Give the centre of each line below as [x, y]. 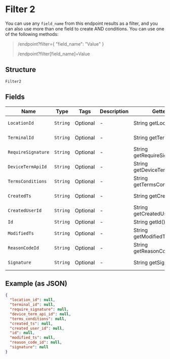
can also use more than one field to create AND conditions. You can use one [85, 28]
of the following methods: [32, 34]
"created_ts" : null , [31, 324]
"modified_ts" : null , [33, 338]
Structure [21, 70]
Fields [15, 97]
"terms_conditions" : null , [38, 319]
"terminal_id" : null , [33, 305]
